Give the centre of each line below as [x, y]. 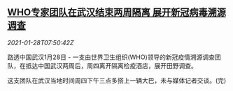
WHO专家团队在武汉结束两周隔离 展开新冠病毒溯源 [116, 13]
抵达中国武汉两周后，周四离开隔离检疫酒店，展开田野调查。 [111, 65]
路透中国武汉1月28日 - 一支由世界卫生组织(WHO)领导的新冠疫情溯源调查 [111, 57]
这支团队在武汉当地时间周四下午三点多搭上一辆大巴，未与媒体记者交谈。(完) [117, 80]
